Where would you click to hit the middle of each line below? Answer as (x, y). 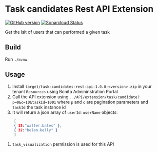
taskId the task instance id (39, 107)
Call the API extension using (40, 97)
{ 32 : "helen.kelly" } (36, 130)
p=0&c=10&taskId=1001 (34, 102)
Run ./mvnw (16, 59)
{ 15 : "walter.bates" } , (38, 126)
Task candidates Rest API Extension (79, 9)
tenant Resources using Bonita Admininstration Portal (65, 91)
